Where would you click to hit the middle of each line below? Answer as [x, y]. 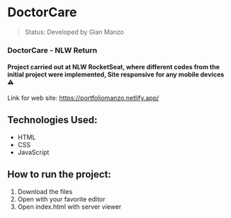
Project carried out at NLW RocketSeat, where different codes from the [114, 67]
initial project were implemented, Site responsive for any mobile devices [116, 74]
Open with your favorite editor [61, 199]
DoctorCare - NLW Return [52, 50]
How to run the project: [59, 174]
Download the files [45, 191]
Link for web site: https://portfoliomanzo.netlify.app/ [83, 98]
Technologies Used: [52, 120]
